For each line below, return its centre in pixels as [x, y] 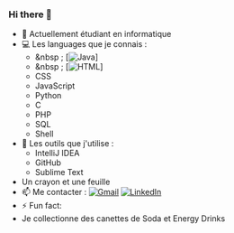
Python [48, 96]
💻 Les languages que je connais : [84, 44]
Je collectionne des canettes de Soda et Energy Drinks [123, 219]
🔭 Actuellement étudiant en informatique [96, 34]
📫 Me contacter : [54, 192]
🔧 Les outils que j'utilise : [67, 144]
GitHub [48, 163]
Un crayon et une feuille [66, 182]
